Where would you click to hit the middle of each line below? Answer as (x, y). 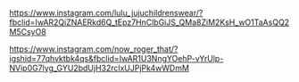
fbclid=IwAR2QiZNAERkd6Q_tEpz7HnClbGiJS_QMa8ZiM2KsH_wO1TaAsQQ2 (149, 22)
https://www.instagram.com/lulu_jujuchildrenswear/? (106, 13)
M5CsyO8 (28, 32)
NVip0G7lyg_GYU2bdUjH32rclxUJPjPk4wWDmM (100, 68)
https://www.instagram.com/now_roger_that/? (94, 49)
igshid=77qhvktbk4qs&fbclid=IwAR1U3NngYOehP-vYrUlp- (116, 58)
